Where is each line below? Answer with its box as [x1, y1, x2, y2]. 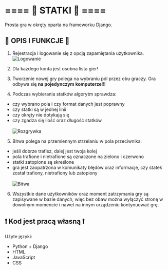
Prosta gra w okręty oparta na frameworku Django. [5, 22, 113, 28]
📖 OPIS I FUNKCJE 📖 [5, 36, 70, 45]
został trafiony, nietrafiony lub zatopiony [12, 169, 98, 176]
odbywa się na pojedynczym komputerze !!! [12, 81, 106, 87]
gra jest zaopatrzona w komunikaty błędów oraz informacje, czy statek [12, 164, 162, 170]
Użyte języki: [5, 233, 32, 239]
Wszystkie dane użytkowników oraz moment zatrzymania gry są [12, 190, 149, 197]
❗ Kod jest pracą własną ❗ [5, 217, 85, 226]
